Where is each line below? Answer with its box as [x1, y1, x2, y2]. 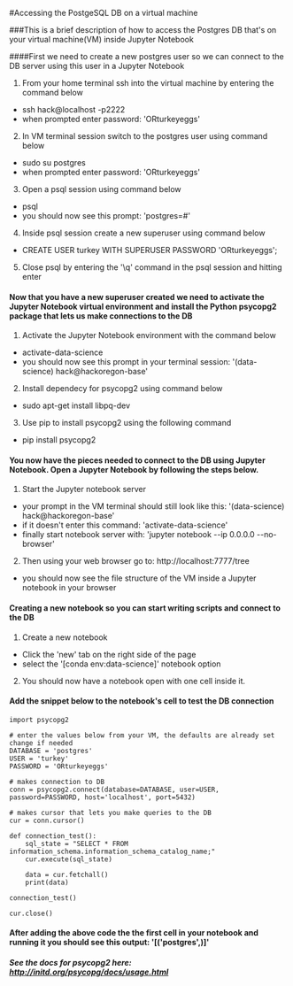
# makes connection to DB [9, 777, 104, 786]
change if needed [9, 738, 73, 747]
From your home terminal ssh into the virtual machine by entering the [21, 78, 274, 88]
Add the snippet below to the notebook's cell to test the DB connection [9, 696, 274, 706]
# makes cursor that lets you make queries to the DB [9, 808, 212, 817]
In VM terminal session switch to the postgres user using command [21, 131, 268, 141]
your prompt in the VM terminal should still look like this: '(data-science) [21, 501, 285, 512]
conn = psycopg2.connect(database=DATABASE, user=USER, [9, 785, 220, 794]
